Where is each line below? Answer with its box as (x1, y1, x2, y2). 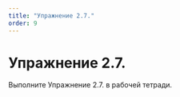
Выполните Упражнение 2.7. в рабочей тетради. (8, 80, 173, 90)
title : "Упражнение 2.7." (8, 11, 94, 20)
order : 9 (8, 19, 38, 27)
